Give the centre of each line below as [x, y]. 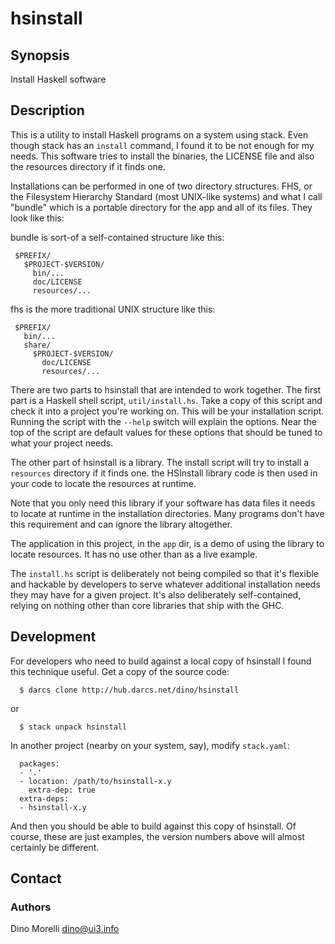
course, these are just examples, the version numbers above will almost [157, 836]
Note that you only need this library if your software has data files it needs [163, 503]
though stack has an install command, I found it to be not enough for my [162, 145]
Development [53, 637]
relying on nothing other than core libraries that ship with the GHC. [147, 605]
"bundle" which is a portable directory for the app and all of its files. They [161, 207]
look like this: [37, 218]
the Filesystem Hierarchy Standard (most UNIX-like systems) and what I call [166, 196]
